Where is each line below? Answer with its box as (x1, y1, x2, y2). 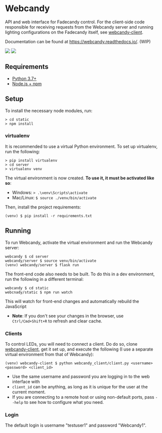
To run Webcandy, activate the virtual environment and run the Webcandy (5, 240, 153, 245)
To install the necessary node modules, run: (5, 108, 93, 113)
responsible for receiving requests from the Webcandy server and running (5, 24, 154, 30)
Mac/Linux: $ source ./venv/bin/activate (12, 194, 97, 200)
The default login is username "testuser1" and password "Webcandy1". (5, 422, 146, 428)
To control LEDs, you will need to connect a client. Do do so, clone (5, 341, 138, 347)
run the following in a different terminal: (5, 276, 84, 282)
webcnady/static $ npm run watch (5, 289, 73, 295)
